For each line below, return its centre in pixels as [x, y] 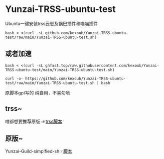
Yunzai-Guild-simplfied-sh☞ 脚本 [39, 151]
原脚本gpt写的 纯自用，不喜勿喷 [38, 92]
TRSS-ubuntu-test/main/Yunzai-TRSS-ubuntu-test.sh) [60, 70]
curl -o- [14, 79]
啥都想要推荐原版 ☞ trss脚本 [34, 121]
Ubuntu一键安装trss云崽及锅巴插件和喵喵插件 [52, 23]
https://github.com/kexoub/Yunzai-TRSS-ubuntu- [76, 79]
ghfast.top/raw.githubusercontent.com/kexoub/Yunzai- [102, 66]
